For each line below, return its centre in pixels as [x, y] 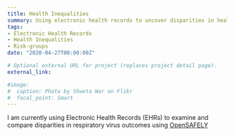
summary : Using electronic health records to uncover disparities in [111, 20]
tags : [15, 27]
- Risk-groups [28, 46]
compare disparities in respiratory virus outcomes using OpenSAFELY [108, 125]
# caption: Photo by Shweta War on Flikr [70, 91]
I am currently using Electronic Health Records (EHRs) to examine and [108, 118]
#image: [19, 85]
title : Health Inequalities [48, 14]
